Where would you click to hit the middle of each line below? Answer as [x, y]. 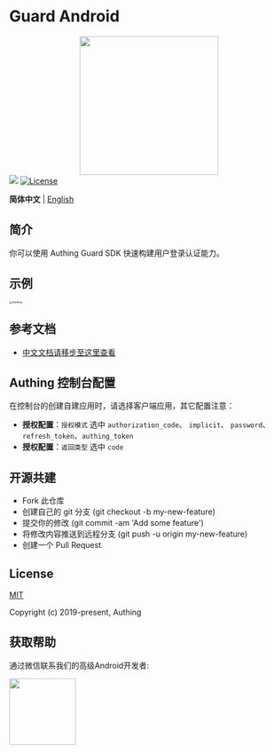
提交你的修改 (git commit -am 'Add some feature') [113, 523]
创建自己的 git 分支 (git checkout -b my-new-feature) [118, 512]
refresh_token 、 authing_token [78, 436]
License [31, 573]
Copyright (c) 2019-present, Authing [75, 612]
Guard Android [64, 16]
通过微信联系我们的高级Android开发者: [79, 665]
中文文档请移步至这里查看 [69, 352]
